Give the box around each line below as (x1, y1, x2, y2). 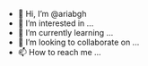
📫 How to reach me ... (17, 47, 101, 57)
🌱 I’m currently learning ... (17, 28, 114, 37)
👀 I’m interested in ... (17, 18, 94, 29)
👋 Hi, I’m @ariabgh (17, 9, 87, 19)
